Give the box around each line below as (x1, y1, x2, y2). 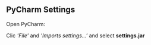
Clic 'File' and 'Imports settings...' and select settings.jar (6, 32, 145, 39)
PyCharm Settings (6, 5, 75, 15)
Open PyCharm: (6, 20, 46, 27)
